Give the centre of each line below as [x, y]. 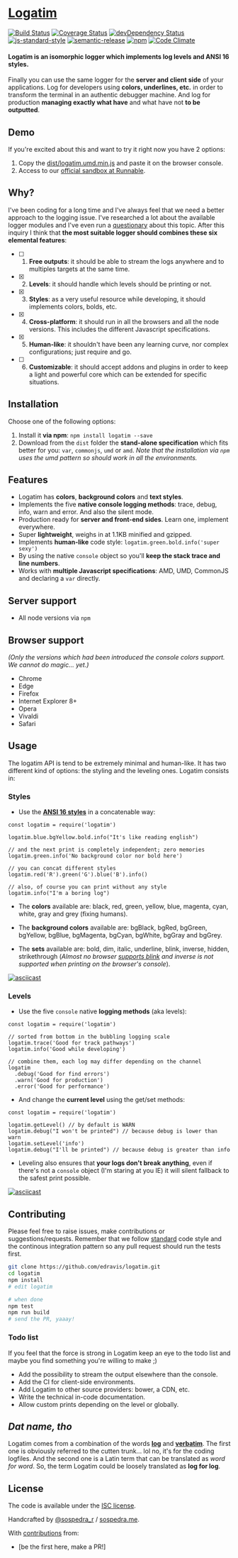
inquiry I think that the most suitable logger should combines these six [113, 233]
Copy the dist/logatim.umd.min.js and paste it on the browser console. [121, 163]
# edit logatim [30, 1286]
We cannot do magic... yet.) [49, 665]
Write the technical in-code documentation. [82, 1397]
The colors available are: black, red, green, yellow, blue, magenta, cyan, [123, 906]
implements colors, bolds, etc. [73, 306]
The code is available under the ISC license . [72, 1506]
